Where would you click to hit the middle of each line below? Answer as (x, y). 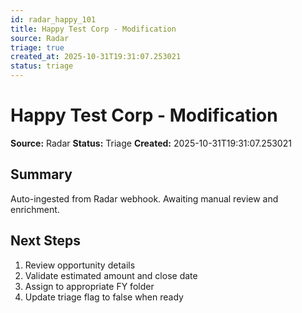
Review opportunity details (80, 265)
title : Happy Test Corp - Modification (93, 29)
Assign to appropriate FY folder (89, 286)
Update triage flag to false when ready (104, 297)
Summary (41, 174)
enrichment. (35, 209)
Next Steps (45, 241)
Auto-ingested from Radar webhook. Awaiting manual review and (144, 198)
